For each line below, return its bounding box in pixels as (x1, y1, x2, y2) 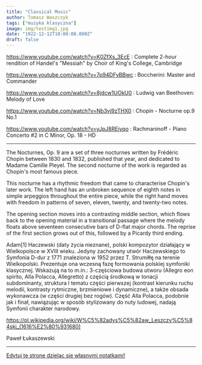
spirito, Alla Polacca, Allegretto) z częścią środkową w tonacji (6, 273, 158, 280)
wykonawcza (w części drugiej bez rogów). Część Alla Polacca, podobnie (6, 292, 189, 299)
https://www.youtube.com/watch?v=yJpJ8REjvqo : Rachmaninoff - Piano (6, 125, 187, 132)
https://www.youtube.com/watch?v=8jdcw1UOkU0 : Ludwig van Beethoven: (6, 89, 195, 96)
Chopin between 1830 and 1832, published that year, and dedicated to (6, 155, 180, 162)
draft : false (6, 37, 39, 43)
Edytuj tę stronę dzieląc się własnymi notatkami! (6, 352, 126, 359)
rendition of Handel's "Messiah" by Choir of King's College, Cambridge (6, 59, 182, 67)
